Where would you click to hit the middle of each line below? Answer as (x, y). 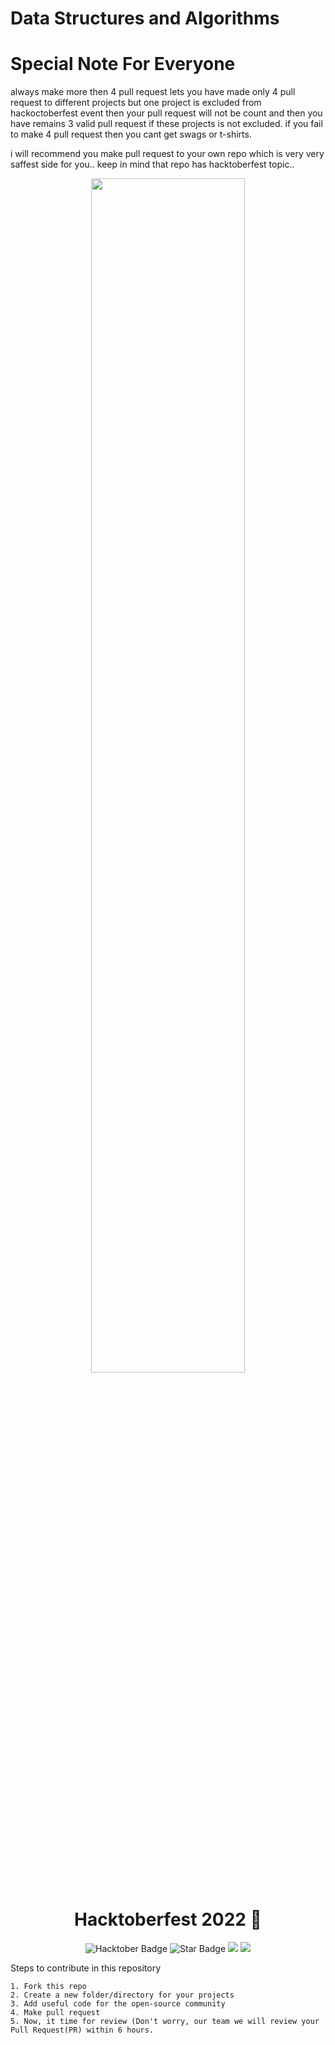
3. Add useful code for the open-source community (118, 2004)
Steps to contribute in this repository (86, 1968)
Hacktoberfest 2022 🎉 (168, 1919)
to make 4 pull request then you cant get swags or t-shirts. (131, 134)
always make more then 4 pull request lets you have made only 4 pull (153, 92)
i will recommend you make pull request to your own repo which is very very (167, 154)
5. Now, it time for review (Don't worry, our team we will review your (165, 2022)
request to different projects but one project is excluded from (136, 103)
